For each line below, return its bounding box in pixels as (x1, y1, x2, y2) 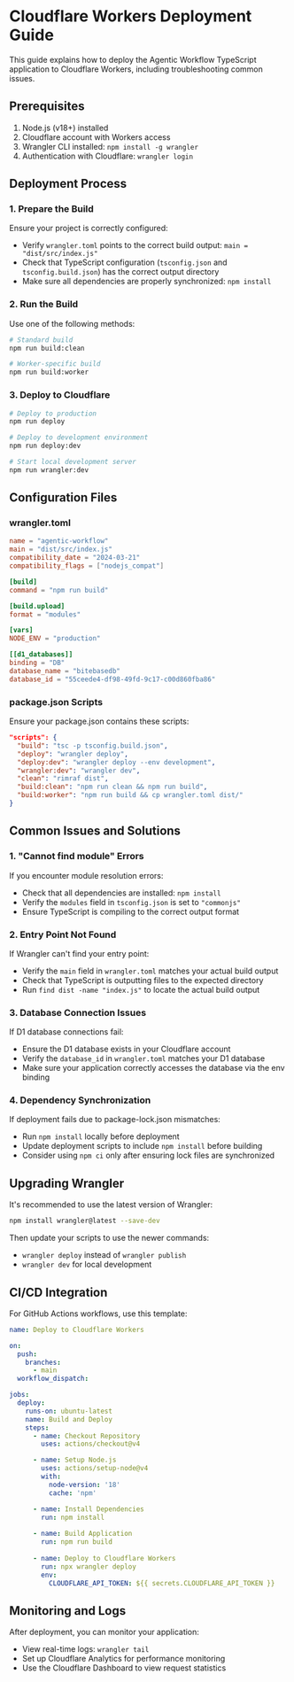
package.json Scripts (9, 695, 104, 708)
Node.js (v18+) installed (21, 122, 109, 133)
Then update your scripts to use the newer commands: (9, 1233, 210, 1244)
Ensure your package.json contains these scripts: (9, 716, 190, 727)
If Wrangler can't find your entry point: (9, 948, 150, 958)
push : (17, 1349, 38, 1359)
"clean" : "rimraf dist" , (17, 774, 109, 783)
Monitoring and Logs (9, 1603, 127, 1618)
